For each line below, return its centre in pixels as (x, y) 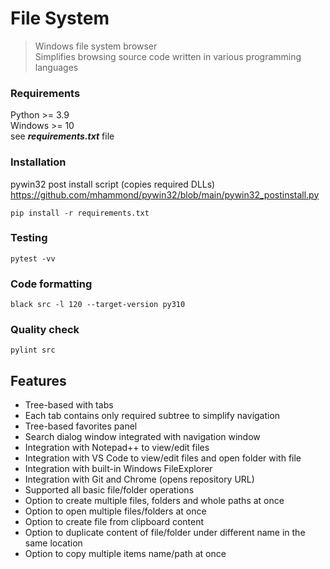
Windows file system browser (96, 46)
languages (56, 67)
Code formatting (51, 284)
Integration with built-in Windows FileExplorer (118, 469)
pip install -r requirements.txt (80, 213)
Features (38, 380)
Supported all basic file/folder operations (109, 490)
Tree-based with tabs (69, 405)
